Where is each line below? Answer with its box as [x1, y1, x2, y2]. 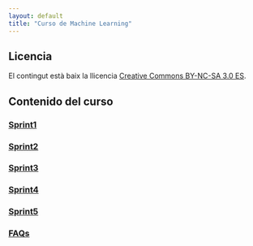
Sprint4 [8, 184, 39, 196]
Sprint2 [8, 140, 39, 152]
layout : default [8, 11, 63, 20]
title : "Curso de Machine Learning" [8, 19, 132, 28]
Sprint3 [8, 162, 39, 174]
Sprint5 [8, 206, 39, 218]
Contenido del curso [8, 94, 114, 108]
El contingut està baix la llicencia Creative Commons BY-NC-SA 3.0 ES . [8, 71, 247, 81]
